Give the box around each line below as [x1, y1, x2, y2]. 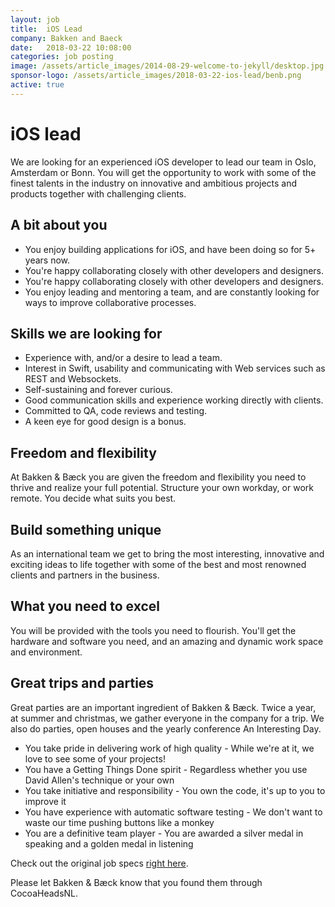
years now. [24, 254, 71, 266]
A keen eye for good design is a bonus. [24, 416, 187, 428]
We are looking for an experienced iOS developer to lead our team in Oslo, [10, 156, 317, 168]
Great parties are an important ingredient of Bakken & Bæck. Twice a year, [10, 701, 317, 713]
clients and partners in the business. [10, 569, 160, 581]
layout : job [10, 14, 60, 25]
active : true [10, 80, 65, 90]
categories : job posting [10, 52, 114, 62]
